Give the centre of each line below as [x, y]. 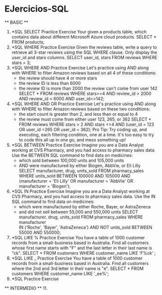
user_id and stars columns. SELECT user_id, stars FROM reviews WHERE [84, 57]
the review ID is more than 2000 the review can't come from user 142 [88, 88]
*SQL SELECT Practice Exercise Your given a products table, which [79, 31]
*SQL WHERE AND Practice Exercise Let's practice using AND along [80, 68]
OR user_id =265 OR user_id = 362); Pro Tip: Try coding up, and [83, 129]
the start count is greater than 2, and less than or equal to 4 [78, 114]
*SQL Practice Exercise [35, 279]
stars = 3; [21, 62]
